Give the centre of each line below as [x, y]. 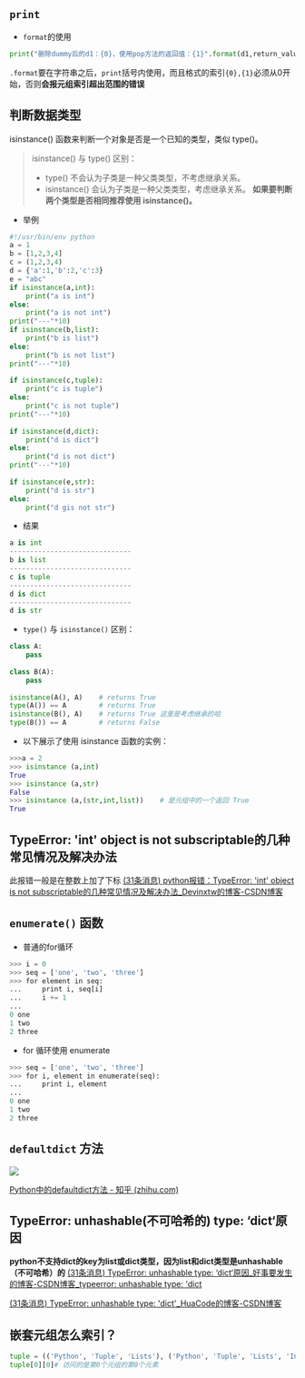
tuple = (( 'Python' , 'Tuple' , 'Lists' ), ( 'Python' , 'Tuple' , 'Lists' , [146, 1357]
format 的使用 [47, 36]
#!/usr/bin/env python [52, 236]
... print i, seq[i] [56, 990]
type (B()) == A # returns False [85, 723]
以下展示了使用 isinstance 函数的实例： [96, 741]
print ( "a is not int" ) [69, 313]
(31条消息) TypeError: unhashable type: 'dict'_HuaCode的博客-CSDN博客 [146, 1303]
